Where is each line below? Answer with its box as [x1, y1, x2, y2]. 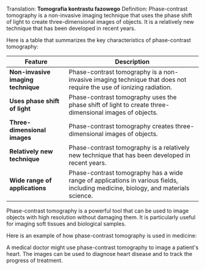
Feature [24, 57, 48, 66]
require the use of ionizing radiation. [68, 83, 173, 91]
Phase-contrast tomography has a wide [68, 169, 183, 177]
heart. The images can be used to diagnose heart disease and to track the [6, 250, 193, 257]
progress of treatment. [6, 257, 63, 264]
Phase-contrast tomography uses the [68, 93, 177, 101]
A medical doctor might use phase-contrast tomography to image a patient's [6, 244, 199, 251]
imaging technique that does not [93, 76, 187, 84]
